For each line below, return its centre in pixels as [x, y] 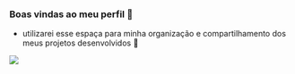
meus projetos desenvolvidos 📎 [80, 43]
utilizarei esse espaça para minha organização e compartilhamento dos [154, 34]
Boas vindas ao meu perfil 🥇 [71, 14]
